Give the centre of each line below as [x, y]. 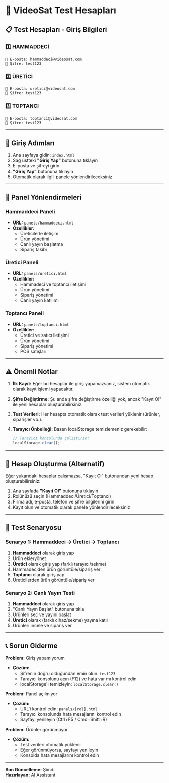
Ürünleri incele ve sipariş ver [42, 625]
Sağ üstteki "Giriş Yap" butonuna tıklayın [55, 160]
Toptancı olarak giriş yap [38, 574]
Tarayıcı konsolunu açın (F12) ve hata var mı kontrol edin [78, 679]
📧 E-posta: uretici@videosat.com [40, 89]
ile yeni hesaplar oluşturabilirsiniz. [48, 404]
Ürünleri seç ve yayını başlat [42, 614]
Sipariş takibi [33, 249]
